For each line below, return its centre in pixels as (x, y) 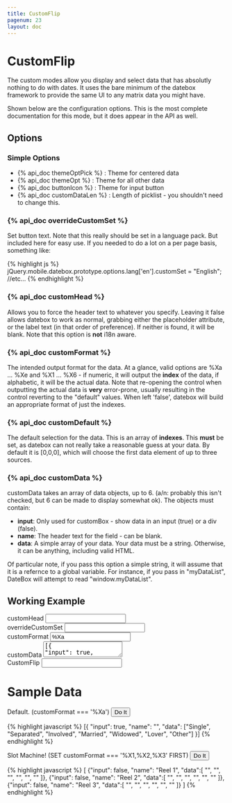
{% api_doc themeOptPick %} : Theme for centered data (98, 173)
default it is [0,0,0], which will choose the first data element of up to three (112, 453)
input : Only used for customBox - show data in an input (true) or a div (117, 521)
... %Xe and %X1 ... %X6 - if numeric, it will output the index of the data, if (113, 375)
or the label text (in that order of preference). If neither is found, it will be (111, 327)
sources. (20, 460)
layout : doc (24, 26)
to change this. (39, 202)
